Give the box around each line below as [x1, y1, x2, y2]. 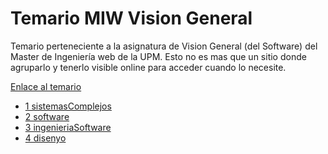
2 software [24, 110, 70, 122]
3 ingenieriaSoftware [24, 121, 112, 133]
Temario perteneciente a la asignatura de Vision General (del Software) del [10, 40, 318, 52]
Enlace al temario [10, 80, 82, 92]
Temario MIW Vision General [10, 7, 253, 30]
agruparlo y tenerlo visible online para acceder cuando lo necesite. [10, 61, 287, 73]
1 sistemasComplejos [24, 100, 112, 112]
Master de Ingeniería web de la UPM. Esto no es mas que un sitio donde [10, 50, 307, 62]
